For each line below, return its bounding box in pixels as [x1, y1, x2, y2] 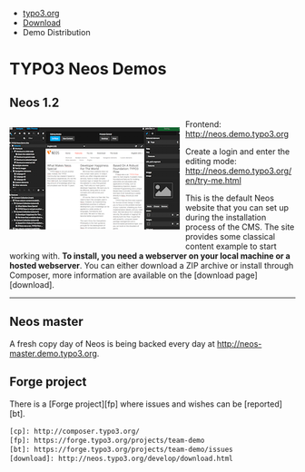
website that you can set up [185, 202, 289, 212]
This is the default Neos [185, 192, 275, 203]
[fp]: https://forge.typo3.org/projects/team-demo [9, 436, 205, 445]
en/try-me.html [185, 175, 242, 185]
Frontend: [185, 119, 222, 130]
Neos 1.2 [9, 94, 60, 110]
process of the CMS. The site [185, 221, 295, 232]
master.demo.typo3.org [9, 348, 98, 359]
